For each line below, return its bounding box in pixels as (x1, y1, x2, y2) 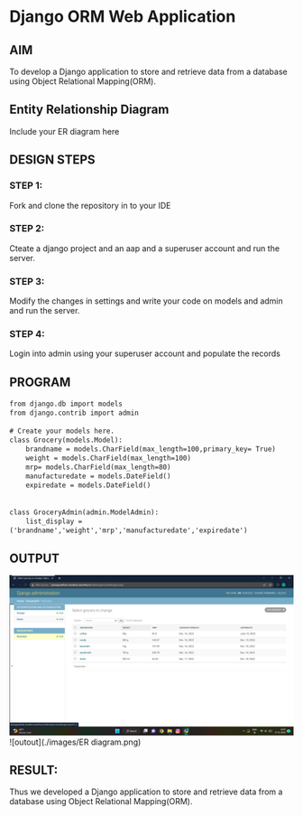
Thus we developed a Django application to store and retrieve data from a (9, 786, 283, 797)
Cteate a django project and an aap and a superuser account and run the (9, 242, 280, 254)
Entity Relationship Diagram (9, 102, 170, 117)
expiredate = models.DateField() (25, 481, 151, 490)
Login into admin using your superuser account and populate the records (9, 348, 281, 359)
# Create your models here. (9, 427, 115, 436)
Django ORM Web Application (9, 6, 236, 27)
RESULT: (9, 762, 59, 778)
